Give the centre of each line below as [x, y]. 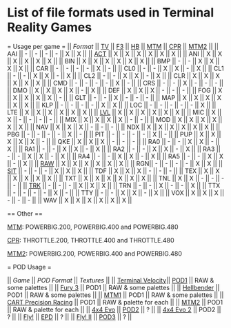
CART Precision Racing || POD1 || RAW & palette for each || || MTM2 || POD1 [115, 302]
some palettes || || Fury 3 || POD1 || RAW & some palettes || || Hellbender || [113, 287]
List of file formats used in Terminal [111, 13]
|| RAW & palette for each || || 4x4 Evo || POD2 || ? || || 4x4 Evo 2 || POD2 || [114, 309]
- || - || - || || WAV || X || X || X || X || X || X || [70, 200]
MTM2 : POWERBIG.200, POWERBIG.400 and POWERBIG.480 [95, 254]
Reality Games [49, 27]
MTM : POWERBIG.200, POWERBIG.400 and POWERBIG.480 [93, 227]
